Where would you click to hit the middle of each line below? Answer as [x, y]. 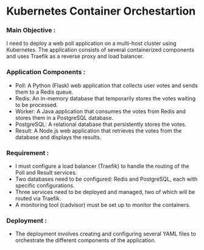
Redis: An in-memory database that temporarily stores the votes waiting [105, 98]
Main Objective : [31, 30]
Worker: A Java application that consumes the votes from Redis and [100, 111]
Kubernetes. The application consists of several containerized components [100, 50]
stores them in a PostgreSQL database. [64, 117]
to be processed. [36, 105]
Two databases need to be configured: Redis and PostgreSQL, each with [106, 179]
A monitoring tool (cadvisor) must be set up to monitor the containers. [103, 205]
